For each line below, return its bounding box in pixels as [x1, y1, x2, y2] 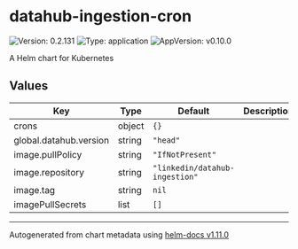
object [117, 120, 145, 132]
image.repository [13, 166, 85, 178]
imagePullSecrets [13, 198, 87, 210]
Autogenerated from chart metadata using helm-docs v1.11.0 [9, 229, 229, 240]
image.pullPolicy [13, 148, 82, 160]
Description [243, 105, 294, 117]
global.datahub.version [13, 134, 109, 146]
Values [9, 78, 49, 94]
